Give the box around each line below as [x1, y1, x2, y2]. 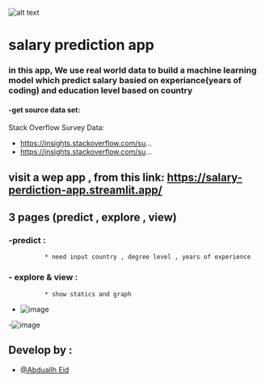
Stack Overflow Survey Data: [8, 123, 105, 132]
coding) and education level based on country [8, 85, 193, 96]
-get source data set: [8, 105, 81, 115]
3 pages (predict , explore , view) [8, 211, 178, 225]
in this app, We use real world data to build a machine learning [8, 65, 257, 76]
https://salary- [166, 170, 243, 184]
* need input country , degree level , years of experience [44, 253, 251, 262]
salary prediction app [8, 36, 155, 54]
